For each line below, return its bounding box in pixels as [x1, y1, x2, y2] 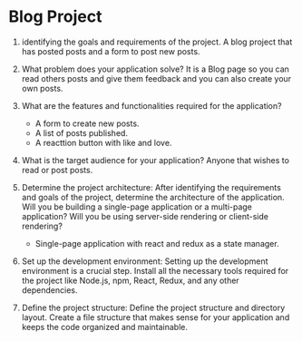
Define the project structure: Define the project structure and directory [21, 302, 286, 313]
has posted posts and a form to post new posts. [21, 45, 200, 56]
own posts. [21, 83, 63, 93]
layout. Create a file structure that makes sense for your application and [21, 311, 290, 323]
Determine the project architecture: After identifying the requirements [21, 181, 282, 192]
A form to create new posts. [34, 118, 140, 129]
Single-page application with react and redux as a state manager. [34, 238, 279, 248]
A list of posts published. [34, 127, 129, 138]
